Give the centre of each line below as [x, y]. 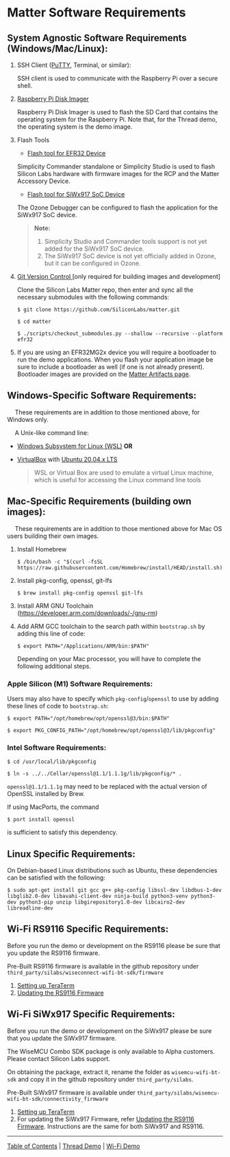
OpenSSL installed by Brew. [46, 794]
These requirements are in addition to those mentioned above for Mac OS [118, 528]
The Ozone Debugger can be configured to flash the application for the [117, 208]
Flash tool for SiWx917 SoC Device [76, 194]
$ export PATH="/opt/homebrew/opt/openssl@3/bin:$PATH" [88, 718]
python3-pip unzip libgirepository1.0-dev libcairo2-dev [102, 902]
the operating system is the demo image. [75, 127]
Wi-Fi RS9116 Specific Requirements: [88, 929]
